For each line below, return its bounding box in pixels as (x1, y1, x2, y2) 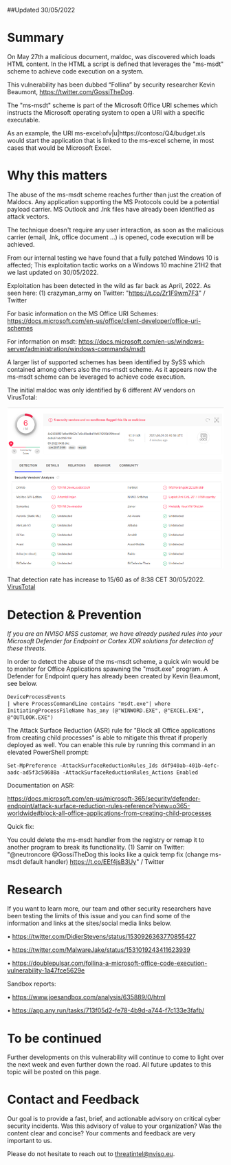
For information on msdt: (7, 337, 77, 346)
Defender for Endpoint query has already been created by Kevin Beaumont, (7, 672, 221, 680)
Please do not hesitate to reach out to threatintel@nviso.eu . (7, 1150, 175, 1158)
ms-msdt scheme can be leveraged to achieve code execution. (7, 373, 186, 381)
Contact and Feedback (7, 1092, 140, 1107)
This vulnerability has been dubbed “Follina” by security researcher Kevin (7, 80, 215, 89)
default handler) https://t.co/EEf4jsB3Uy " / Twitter (23, 858, 165, 866)
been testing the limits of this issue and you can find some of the (7, 912, 190, 920)
